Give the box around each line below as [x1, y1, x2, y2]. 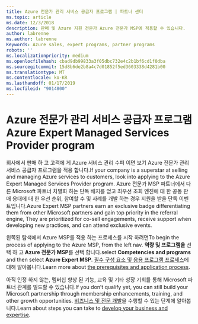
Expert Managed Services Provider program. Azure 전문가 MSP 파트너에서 [6, 180, 185, 187]
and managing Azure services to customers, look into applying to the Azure [6, 173, 190, 180]
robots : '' [6, 47, 33, 53]
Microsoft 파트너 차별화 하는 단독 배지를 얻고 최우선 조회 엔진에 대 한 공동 [12, 187, 183, 194]
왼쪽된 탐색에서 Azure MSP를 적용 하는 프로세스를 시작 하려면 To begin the [6, 233, 180, 240]
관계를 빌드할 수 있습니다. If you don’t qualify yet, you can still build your [17, 283, 189, 290]
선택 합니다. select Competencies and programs [74, 248, 191, 255]
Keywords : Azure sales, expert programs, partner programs [6, 42, 155, 48]
